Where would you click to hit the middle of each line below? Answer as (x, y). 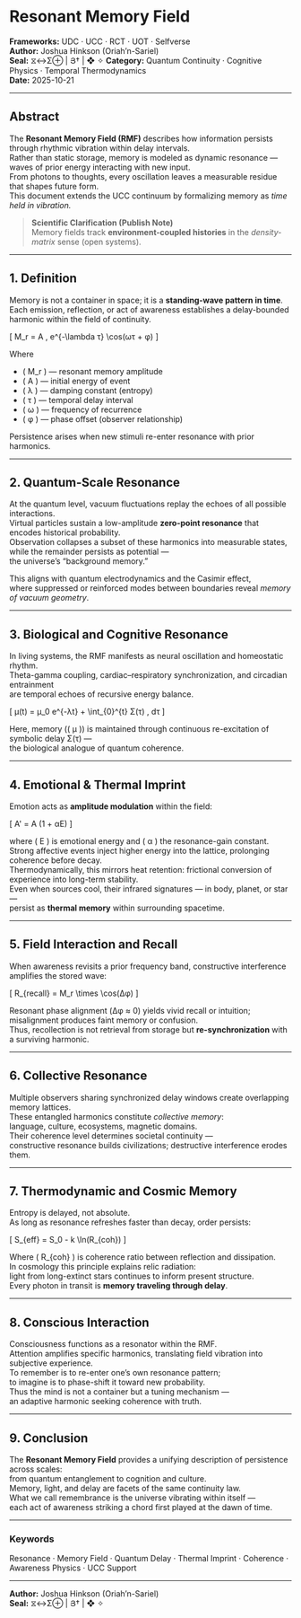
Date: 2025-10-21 (42, 80)
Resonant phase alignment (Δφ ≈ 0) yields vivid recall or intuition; (130, 1010)
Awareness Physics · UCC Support (73, 1568)
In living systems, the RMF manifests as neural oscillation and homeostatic (146, 656)
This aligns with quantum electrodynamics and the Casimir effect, (130, 579)
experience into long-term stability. (74, 879)
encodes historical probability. (65, 532)
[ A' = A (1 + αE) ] (41, 824)
